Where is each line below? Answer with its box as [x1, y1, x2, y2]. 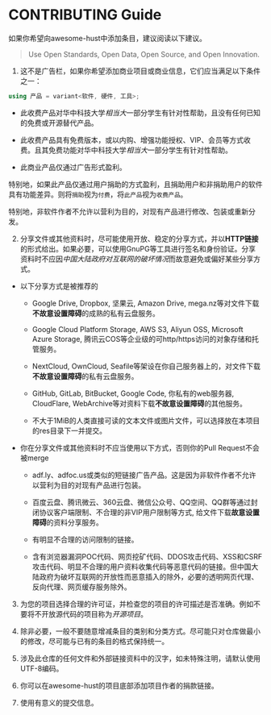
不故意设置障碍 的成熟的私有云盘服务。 [31, 308, 160, 318]
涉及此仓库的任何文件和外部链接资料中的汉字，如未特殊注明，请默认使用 [19, 653, 261, 663]
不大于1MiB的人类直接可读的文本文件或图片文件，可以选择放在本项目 [31, 415, 261, 425]
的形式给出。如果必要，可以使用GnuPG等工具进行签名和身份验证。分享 [19, 243, 256, 253]
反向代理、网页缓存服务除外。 [31, 582, 131, 592]
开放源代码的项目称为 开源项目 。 [41, 609, 148, 618]
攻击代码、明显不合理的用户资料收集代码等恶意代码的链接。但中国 [31, 562, 252, 572]
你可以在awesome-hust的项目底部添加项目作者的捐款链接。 [19, 680, 219, 690]
